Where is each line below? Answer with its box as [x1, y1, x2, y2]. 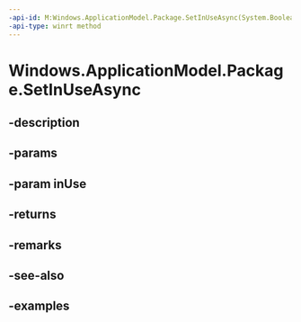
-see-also [8, 268, 65, 283]
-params [8, 146, 58, 161]
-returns [8, 207, 57, 222]
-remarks [8, 237, 62, 253]
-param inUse [8, 176, 87, 192]
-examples [8, 299, 70, 314]
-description [8, 115, 80, 130]
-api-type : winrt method [8, 22, 102, 31]
